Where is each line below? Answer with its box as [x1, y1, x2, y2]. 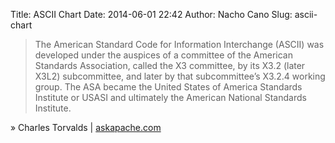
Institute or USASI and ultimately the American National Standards [34, 92, 307, 103]
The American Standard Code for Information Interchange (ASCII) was [34, 39, 325, 50]
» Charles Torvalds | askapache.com [10, 122, 162, 133]
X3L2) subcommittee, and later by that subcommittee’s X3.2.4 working [34, 70, 326, 82]
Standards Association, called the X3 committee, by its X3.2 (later [34, 60, 306, 71]
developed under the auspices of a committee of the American [34, 49, 294, 61]
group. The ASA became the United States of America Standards [34, 81, 303, 93]
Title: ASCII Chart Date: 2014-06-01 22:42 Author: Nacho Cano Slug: [10, 9, 293, 20]
